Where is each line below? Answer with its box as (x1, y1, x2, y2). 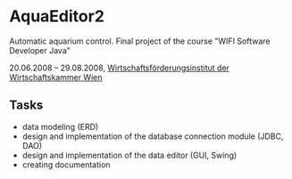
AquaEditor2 (9, 6, 105, 27)
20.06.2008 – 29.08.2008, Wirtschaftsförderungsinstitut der (9, 62, 230, 73)
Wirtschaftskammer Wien (9, 71, 103, 82)
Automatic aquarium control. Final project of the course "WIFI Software (9, 36, 271, 46)
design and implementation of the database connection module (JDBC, (21, 131, 284, 142)
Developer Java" (9, 45, 71, 55)
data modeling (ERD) (21, 121, 99, 132)
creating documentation (21, 159, 111, 170)
